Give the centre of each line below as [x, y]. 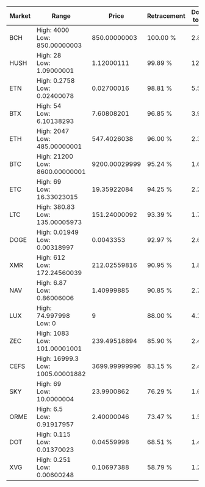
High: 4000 [53, 30]
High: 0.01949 [58, 232]
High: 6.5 [49, 409]
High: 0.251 [54, 460]
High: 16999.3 [58, 359]
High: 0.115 [54, 434]
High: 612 [51, 258]
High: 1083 [53, 333]
